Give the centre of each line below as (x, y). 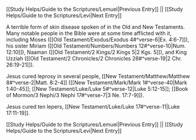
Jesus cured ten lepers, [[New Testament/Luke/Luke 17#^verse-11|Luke (93, 106)
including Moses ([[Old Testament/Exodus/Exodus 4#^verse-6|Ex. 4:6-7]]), (98, 39)
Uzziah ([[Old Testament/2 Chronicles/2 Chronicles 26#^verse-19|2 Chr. (94, 58)
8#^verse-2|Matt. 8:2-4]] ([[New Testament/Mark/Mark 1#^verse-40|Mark (97, 82)
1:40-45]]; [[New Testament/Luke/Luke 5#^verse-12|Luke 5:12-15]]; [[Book (97, 89)
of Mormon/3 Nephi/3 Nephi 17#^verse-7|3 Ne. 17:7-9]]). (75, 95)
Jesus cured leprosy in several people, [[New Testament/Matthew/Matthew (98, 76)
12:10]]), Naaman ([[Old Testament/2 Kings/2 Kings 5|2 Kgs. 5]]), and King (97, 52)
